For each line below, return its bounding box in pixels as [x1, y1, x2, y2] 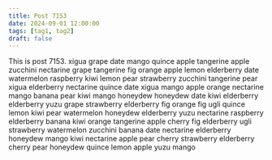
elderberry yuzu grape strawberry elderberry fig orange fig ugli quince [8, 99, 246, 109]
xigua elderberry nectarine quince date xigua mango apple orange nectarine [8, 82, 264, 92]
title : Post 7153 [8, 11, 67, 20]
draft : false [8, 34, 53, 43]
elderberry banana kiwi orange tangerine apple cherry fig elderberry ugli [8, 116, 252, 126]
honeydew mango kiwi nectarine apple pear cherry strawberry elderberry [8, 134, 255, 144]
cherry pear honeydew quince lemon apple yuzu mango [8, 142, 196, 152]
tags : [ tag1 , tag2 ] [8, 27, 75, 35]
